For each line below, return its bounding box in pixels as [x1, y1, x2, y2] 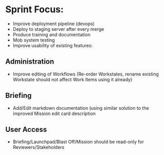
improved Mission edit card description [12, 110, 96, 117]
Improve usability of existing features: [12, 42, 93, 48]
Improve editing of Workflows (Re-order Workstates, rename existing [12, 71, 159, 77]
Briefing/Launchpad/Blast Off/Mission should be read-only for [12, 139, 144, 145]
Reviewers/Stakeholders [12, 144, 65, 150]
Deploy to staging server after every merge [12, 26, 104, 32]
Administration [5, 57, 54, 66]
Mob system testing [12, 37, 55, 43]
